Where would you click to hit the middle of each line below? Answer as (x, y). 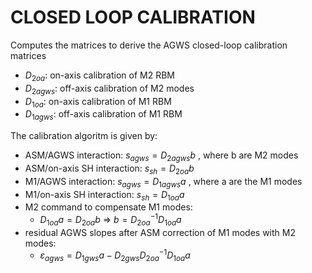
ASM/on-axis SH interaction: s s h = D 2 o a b (109, 169)
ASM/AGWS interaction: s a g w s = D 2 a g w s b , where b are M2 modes (161, 156)
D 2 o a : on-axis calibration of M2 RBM (99, 76)
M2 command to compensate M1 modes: (108, 207)
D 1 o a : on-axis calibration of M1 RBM (98, 102)
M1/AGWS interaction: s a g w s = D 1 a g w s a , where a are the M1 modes (163, 182)
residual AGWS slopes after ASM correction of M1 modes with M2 (160, 232)
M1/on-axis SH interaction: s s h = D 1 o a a (104, 195)
